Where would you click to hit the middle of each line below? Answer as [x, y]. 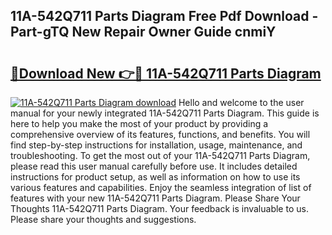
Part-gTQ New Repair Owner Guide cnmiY [143, 32]
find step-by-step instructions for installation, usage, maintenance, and [156, 145]
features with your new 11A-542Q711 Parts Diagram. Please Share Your [155, 198]
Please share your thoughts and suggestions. [103, 219]
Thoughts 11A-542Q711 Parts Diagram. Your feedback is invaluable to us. [159, 208]
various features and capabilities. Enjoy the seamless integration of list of [161, 187]
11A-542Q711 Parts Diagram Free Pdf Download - [164, 16]
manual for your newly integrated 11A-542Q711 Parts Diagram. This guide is [165, 113]
